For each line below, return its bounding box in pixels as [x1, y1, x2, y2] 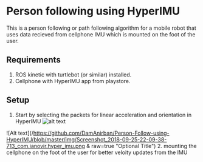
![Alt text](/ [6, 129, 33, 137]
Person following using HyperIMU [6, 4, 181, 18]
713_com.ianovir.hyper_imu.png [6, 142, 85, 149]
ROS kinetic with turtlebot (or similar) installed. [15, 71, 132, 78]
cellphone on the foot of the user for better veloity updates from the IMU [6, 149, 188, 156]
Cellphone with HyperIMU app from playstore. [15, 77, 131, 84]
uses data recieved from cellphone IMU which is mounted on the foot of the [6, 30, 196, 38]
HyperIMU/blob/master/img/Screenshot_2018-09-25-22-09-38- [6, 135, 167, 143]
